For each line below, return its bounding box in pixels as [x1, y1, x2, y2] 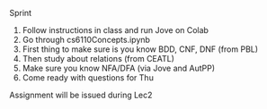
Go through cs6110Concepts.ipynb [22, 35, 151, 45]
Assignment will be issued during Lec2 [9, 89, 153, 100]
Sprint [9, 8, 32, 18]
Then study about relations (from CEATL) [22, 54, 175, 63]
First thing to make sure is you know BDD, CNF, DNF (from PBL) [22, 44, 259, 54]
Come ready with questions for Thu [22, 72, 155, 83]
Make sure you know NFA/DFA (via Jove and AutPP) [22, 63, 216, 73]
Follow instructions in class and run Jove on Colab [22, 25, 209, 35]
